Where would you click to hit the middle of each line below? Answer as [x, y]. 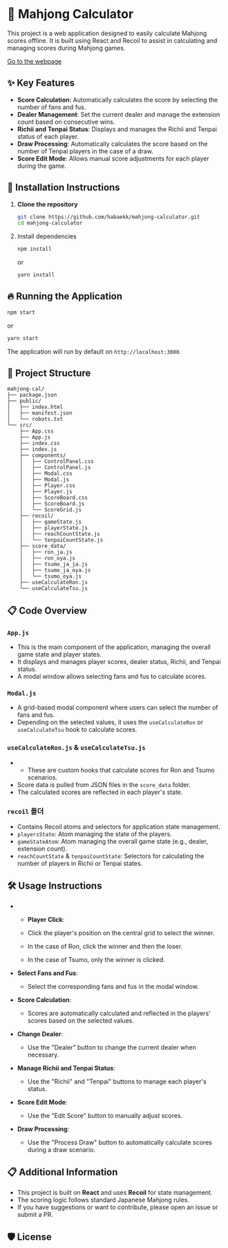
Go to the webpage [35, 61]
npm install [34, 249]
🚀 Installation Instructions [64, 188]
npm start [21, 312]
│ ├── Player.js [46, 492]
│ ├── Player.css [48, 486]
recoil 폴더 [26, 811]
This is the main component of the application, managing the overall [114, 647]
